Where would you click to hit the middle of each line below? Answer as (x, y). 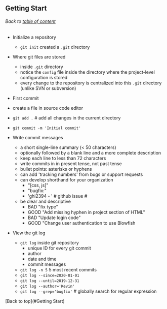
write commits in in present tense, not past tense (71, 163)
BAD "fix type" (43, 207)
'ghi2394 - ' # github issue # (57, 196)
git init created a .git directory (55, 47)
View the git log (29, 233)
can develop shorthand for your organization (67, 179)
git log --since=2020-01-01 (50, 275)
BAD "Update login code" (54, 218)
